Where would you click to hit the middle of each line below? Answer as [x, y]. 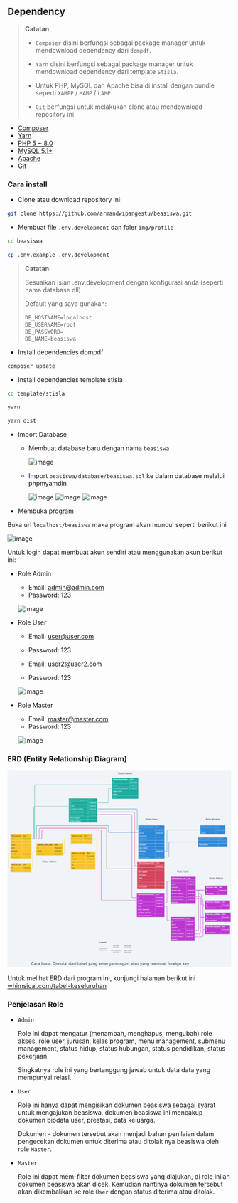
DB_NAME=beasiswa [50, 339]
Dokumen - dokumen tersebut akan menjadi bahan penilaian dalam [116, 1134]
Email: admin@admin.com [66, 588]
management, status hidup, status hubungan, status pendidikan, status [121, 1049]
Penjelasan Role [36, 1004]
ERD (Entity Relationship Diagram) [67, 759]
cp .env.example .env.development [59, 255]
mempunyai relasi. [44, 1078]
